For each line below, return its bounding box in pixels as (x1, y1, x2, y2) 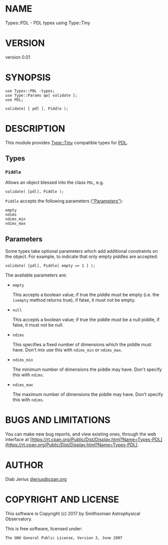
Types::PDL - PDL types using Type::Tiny (5, 20, 91, 26)
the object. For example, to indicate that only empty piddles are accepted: (5, 253, 158, 260)
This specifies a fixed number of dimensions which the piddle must (12, 342, 152, 348)
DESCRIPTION (5, 123, 65, 134)
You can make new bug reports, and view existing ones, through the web (5, 431, 156, 437)
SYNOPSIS (5, 72, 51, 83)
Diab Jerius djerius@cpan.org (5, 476, 67, 482)
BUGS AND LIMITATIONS (5, 414, 111, 426)
